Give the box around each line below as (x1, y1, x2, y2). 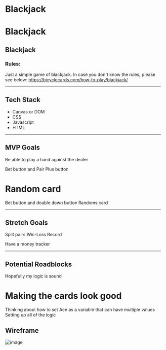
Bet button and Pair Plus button (5, 166, 69, 172)
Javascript (12, 119, 34, 125)
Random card (5, 183, 61, 194)
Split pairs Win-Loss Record (5, 232, 62, 238)
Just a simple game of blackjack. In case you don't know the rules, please (5, 71, 156, 77)
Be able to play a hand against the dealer (5, 156, 88, 162)
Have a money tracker (5, 241, 50, 247)
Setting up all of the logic (5, 312, 56, 318)
